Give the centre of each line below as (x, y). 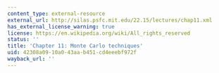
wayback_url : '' (31, 59)
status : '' (23, 40)
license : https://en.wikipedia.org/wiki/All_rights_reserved (99, 33)
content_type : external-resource (56, 14)
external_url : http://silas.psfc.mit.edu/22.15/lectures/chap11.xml (110, 20)
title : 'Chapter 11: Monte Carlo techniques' (75, 46)
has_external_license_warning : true (61, 26)
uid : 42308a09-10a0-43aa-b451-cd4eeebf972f (72, 53)
